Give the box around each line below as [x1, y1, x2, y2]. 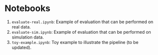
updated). [11, 44, 32, 50]
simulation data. [11, 34, 44, 40]
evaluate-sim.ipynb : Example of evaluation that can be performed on [11, 29, 151, 35]
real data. [11, 24, 31, 29]
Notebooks [4, 3, 51, 14]
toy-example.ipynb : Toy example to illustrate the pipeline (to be [11, 39, 139, 45]
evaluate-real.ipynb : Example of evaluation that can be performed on [11, 19, 154, 25]
